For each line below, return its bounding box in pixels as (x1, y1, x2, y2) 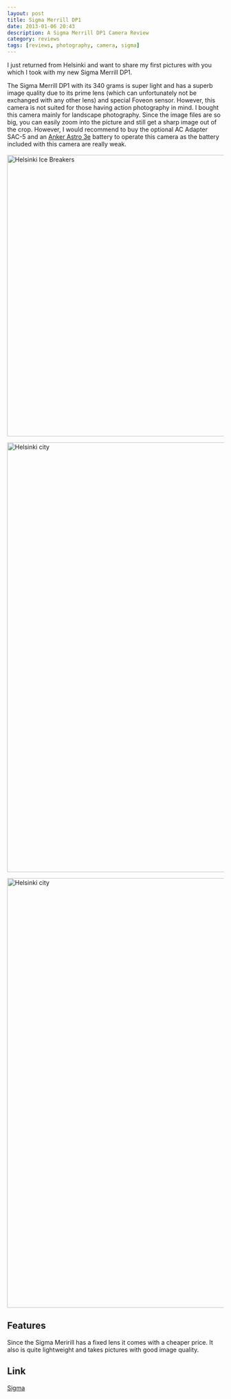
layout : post (7, 10, 45, 17)
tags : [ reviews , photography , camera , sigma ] (7, 42, 140, 49)
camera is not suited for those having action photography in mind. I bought (7, 104, 219, 111)
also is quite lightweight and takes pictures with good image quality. (7, 1345, 199, 1354)
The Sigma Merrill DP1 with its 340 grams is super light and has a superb (7, 82, 213, 89)
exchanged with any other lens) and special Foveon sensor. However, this (7, 96, 216, 104)
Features (7, 1320, 46, 1332)
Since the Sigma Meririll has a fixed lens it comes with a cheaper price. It (7, 1338, 213, 1346)
